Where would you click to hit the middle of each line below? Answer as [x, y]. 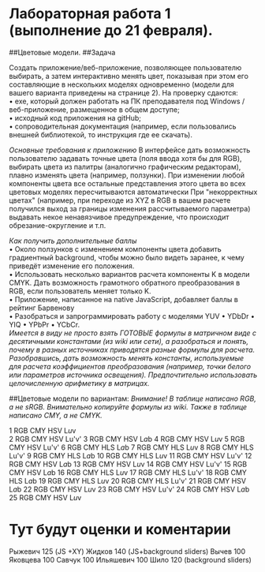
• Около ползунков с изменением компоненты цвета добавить [115, 249]
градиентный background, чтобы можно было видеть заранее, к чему [127, 257]
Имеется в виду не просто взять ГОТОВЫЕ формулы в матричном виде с [133, 333]
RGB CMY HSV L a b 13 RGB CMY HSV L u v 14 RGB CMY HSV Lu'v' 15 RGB [128, 464]
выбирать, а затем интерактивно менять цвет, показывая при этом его [129, 76]
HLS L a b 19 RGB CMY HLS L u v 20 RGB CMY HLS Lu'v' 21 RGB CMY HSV [128, 480]
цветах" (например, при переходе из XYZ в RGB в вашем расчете [120, 200]
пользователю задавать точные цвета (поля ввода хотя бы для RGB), [126, 158]
